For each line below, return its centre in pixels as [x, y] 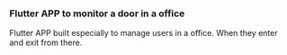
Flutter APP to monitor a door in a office [97, 14]
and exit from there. [46, 42]
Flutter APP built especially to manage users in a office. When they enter [143, 33]
